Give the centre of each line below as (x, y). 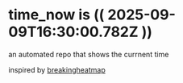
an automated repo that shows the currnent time (89, 54)
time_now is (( (56, 15)
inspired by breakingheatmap (57, 69)
